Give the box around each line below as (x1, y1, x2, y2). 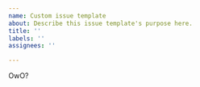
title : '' (8, 27, 42, 35)
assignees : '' (8, 42, 56, 50)
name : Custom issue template (8, 11, 106, 20)
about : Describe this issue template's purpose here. (8, 19, 194, 27)
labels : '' (8, 34, 45, 43)
